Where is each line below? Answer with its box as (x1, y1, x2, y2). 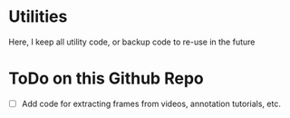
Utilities (8, 6, 68, 27)
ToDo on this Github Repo (8, 68, 205, 89)
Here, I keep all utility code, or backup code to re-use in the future (8, 36, 256, 47)
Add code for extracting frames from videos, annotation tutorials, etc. (21, 98, 282, 109)
